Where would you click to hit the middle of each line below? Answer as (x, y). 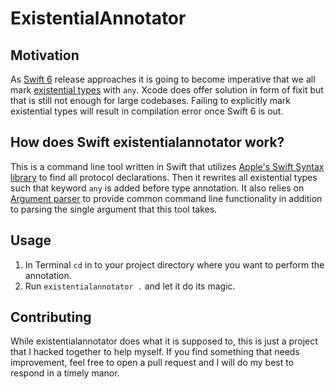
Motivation (45, 55)
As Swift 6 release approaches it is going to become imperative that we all (163, 79)
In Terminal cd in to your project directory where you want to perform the (174, 264)
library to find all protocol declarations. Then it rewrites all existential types (164, 177)
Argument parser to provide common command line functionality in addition (166, 198)
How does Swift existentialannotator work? (147, 142)
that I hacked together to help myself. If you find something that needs (155, 352)
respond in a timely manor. (65, 373)
